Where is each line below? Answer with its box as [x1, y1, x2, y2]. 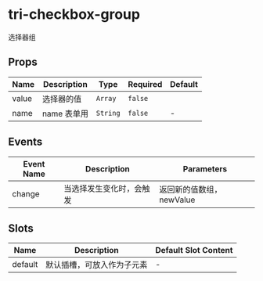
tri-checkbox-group [8, 5, 141, 23]
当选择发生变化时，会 [63, 182, 142, 193]
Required [128, 78, 163, 89]
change [12, 188, 41, 199]
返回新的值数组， [159, 184, 222, 195]
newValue [159, 194, 196, 205]
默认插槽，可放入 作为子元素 [45, 260, 148, 271]
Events [8, 135, 43, 149]
